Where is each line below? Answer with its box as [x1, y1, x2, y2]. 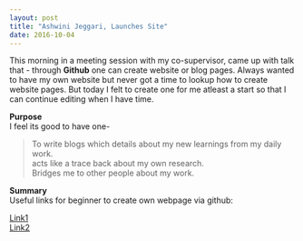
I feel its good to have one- [9, 121, 111, 132]
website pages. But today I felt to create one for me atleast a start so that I [9, 84, 287, 95]
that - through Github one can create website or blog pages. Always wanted [9, 65, 295, 75]
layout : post [9, 13, 59, 23]
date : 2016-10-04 [9, 30, 75, 39]
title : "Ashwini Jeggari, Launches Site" [9, 22, 169, 31]
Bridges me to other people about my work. [31, 167, 195, 178]
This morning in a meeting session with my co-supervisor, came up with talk [9, 55, 295, 66]
